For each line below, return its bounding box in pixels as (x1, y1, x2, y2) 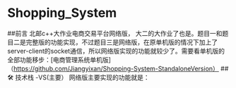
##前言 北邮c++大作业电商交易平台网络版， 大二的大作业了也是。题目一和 (7, 29, 223, 37)
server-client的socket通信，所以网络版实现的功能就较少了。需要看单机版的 (7, 46, 225, 55)
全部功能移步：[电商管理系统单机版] (7, 55, 112, 64)
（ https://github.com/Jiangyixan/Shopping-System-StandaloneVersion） (7, 64, 219, 73)
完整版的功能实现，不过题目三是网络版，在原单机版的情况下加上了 (25, 37, 218, 46)
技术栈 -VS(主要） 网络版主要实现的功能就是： (15, 73, 150, 82)
